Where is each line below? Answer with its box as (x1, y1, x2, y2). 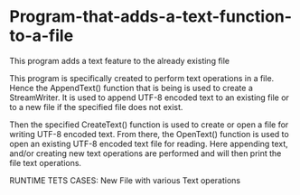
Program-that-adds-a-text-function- (9, 6, 292, 27)
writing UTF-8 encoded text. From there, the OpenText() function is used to (9, 128, 289, 139)
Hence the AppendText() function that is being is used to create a (9, 82, 253, 93)
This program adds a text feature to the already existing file (9, 55, 230, 66)
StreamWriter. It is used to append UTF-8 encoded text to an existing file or (9, 92, 289, 103)
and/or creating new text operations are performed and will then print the (9, 147, 282, 159)
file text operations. (9, 157, 82, 168)
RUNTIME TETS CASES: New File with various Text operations (9, 174, 241, 186)
